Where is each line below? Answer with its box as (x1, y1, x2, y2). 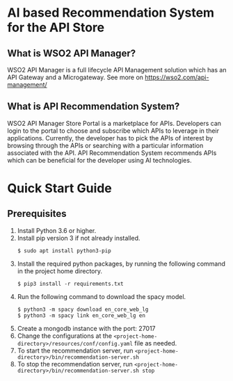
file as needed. (134, 339, 177, 347)
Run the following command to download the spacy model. (17, 292, 186, 300)
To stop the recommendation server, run (17, 359, 134, 368)
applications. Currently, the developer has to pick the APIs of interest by (7, 133, 214, 142)
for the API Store (7, 19, 105, 35)
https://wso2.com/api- (145, 73, 209, 81)
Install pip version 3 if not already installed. (17, 234, 140, 242)
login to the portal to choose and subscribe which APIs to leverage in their (7, 127, 220, 135)
